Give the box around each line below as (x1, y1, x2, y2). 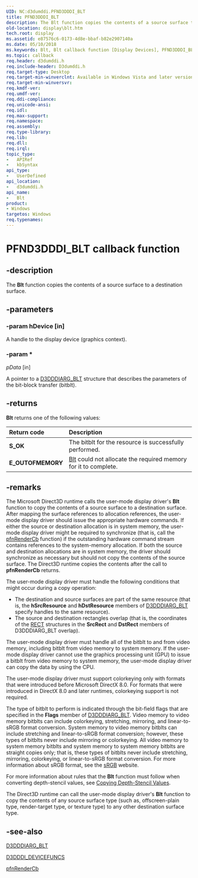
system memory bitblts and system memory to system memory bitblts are (6, 743, 185, 750)
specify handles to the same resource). (14, 608, 110, 616)
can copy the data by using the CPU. (6, 664, 95, 671)
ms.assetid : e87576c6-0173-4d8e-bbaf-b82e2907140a (6, 36, 133, 42)
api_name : (6, 189, 31, 195)
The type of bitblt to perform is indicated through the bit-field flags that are (6, 705, 189, 712)
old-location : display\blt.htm (6, 25, 83, 31)
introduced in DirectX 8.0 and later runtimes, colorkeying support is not (6, 688, 179, 695)
